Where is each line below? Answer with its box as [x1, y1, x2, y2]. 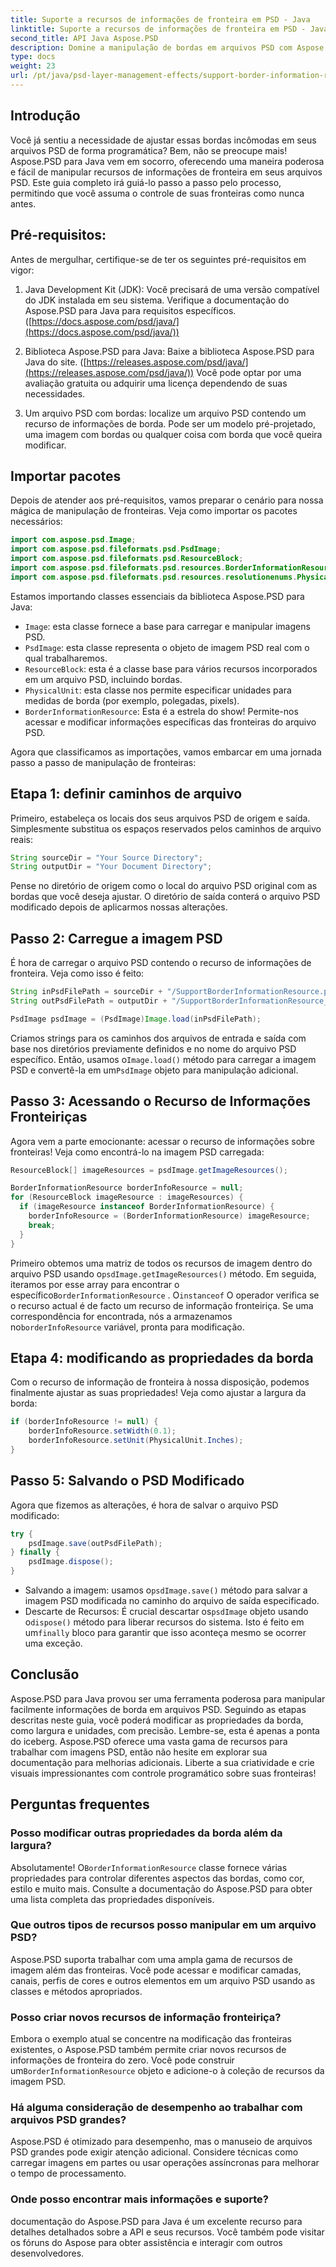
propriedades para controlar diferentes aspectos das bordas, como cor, [10, 1872, 305, 1884]
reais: [10, 833, 34, 845]
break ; [28, 1220, 56, 1230]
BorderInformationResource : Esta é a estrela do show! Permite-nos [24, 705, 299, 717]
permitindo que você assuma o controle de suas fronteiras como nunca [10, 187, 305, 199]
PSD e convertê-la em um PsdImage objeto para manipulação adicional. [10, 1064, 299, 1076]
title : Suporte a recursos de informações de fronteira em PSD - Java [10, 14, 311, 25]
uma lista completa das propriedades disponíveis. [10, 1893, 215, 1905]
